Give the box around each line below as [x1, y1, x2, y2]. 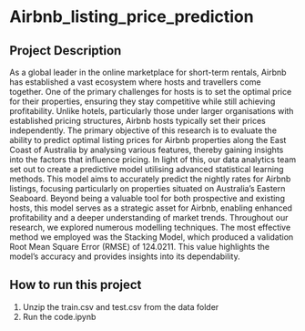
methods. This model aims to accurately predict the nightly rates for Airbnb [9, 173, 291, 184]
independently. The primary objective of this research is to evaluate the [9, 125, 278, 136]
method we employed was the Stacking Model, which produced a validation [9, 232, 294, 243]
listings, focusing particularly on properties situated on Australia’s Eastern [9, 183, 286, 193]
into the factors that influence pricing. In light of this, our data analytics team [9, 154, 297, 165]
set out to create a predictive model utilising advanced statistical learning [9, 164, 284, 174]
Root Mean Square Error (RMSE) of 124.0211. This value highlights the [9, 242, 270, 252]
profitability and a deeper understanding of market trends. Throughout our [9, 212, 289, 222]
